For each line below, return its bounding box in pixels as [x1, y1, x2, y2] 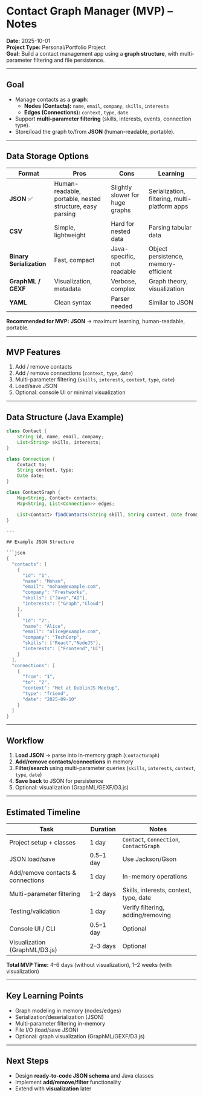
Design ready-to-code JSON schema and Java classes [14, 1072, 154, 1079]
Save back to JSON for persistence [14, 777, 104, 785]
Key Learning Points [6, 991, 83, 1001]
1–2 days [89, 890, 116, 898]
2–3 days [89, 942, 116, 950]
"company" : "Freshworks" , [22, 589, 88, 596]
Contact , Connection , [122, 835, 180, 844]
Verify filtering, [122, 903, 165, 912]
